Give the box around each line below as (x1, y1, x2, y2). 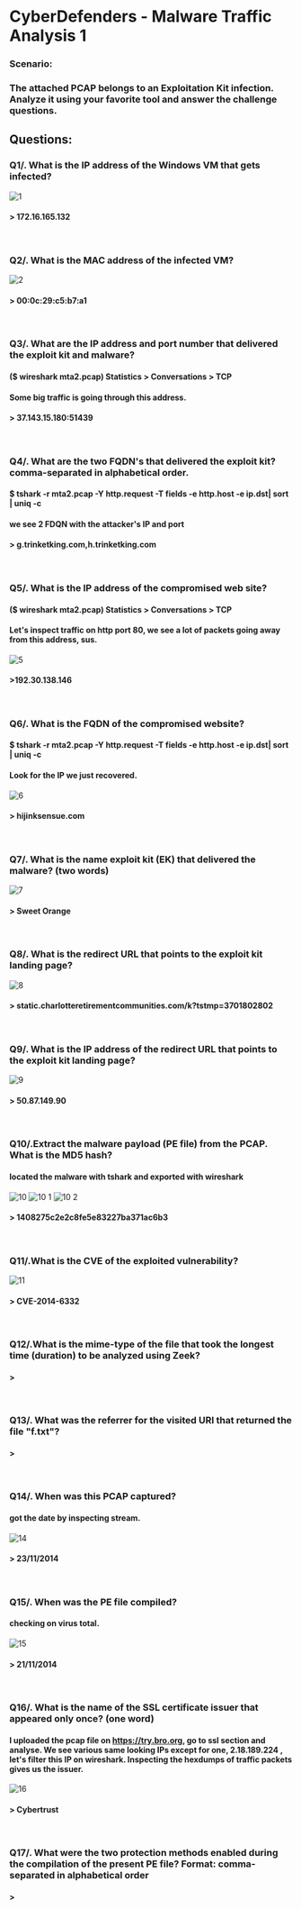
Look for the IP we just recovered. (9, 770, 137, 781)
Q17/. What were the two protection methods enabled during (9, 1847, 279, 1859)
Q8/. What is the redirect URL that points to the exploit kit (9, 948, 263, 960)
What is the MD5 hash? (9, 1149, 113, 1161)
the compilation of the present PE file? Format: (9, 1858, 217, 1870)
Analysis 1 (9, 25, 87, 46)
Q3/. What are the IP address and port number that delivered (9, 338, 279, 350)
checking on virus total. (9, 1618, 101, 1629)
